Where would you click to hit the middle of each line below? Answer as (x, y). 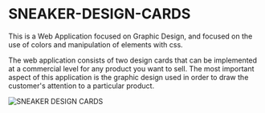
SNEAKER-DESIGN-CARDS (100, 14)
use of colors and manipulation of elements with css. (96, 44)
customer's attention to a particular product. (82, 86)
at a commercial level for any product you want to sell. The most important (131, 68)
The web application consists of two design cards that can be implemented (133, 60)
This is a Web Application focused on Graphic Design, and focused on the (130, 36)
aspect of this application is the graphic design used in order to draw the (128, 77)
